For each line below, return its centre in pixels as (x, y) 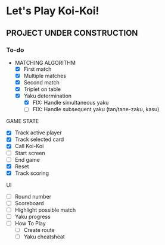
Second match (41, 82)
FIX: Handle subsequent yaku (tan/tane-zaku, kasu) (96, 109)
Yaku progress (32, 216)
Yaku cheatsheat (44, 237)
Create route (39, 230)
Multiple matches (45, 76)
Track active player (38, 133)
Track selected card (39, 139)
